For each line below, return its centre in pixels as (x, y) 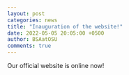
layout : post (26, 14)
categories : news (32, 20)
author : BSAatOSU (32, 40)
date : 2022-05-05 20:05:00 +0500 (56, 33)
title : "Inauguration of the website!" (65, 26)
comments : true (29, 46)
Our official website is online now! (56, 66)
